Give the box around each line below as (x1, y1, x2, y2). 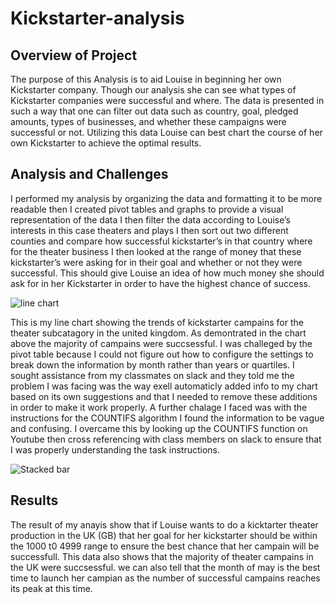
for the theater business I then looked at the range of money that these (10, 245, 302, 257)
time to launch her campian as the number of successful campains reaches (10, 572, 321, 584)
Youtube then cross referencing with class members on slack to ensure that (10, 433, 322, 445)
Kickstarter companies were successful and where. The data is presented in (10, 95, 325, 106)
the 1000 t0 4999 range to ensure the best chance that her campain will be (10, 540, 320, 552)
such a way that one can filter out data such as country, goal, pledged (10, 105, 299, 117)
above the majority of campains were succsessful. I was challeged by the (10, 337, 313, 349)
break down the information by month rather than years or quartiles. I (10, 358, 295, 371)
